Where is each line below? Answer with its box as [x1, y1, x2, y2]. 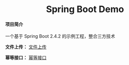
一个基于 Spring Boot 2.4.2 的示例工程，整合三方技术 [5, 33, 115, 39]
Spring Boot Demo [46, 4, 124, 15]
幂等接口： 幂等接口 [5, 54, 47, 61]
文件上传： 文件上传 [5, 44, 47, 50]
